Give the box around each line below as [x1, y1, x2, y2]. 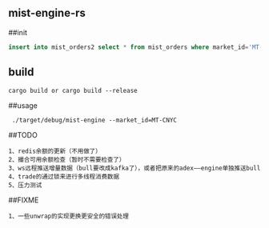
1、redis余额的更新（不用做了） [8, 147, 102, 155]
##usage [8, 100, 38, 110]
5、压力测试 [8, 181, 42, 189]
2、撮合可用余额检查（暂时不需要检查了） [8, 155, 126, 163]
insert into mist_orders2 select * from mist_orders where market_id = [8, 43, 249, 51]
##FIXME [8, 195, 39, 205]
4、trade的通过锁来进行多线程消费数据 [8, 172, 120, 181]
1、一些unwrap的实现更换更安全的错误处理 [8, 212, 130, 220]
